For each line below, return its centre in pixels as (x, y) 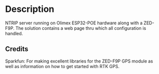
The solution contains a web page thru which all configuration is (81, 28)
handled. (14, 33)
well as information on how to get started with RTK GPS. (62, 66)
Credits (17, 49)
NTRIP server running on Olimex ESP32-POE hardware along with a (74, 23)
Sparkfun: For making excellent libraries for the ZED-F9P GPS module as (79, 61)
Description (30, 9)
